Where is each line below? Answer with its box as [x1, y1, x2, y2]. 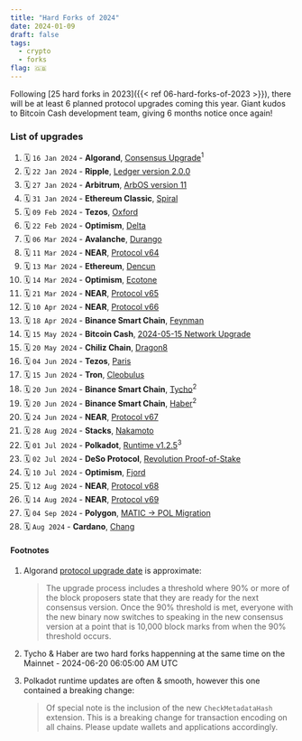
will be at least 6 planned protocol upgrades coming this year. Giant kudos [10, 98, 287, 108]
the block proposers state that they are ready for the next [45, 593, 260, 603]
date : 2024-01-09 [10, 22, 76, 31]
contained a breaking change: [23, 685, 134, 696]
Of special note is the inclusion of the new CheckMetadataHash [45, 702, 273, 713]
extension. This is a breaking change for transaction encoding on [45, 712, 288, 723]
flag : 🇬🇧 [10, 64, 48, 73]
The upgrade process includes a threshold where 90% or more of [45, 583, 290, 593]
